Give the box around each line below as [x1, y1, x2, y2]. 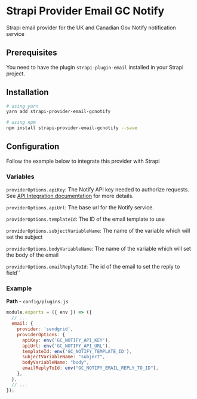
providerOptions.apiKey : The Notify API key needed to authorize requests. [6, 186, 190, 193]
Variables [6, 172, 35, 181]
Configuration [6, 142, 60, 152]
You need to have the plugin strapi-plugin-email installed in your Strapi [6, 63, 184, 71]
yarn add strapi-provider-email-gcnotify [6, 109, 111, 115]
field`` [6, 269, 21, 276]
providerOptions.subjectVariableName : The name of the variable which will [6, 227, 190, 234]
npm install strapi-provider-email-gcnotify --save [6, 125, 137, 131]
